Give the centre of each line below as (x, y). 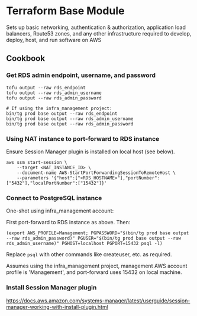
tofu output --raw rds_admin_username (54, 93)
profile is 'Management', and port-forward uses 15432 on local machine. (94, 272)
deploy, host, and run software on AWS (54, 40)
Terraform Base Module (65, 11)
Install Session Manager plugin (51, 288)
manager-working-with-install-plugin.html (57, 307)
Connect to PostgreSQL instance (54, 198)
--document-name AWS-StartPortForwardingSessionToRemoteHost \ (96, 173)
